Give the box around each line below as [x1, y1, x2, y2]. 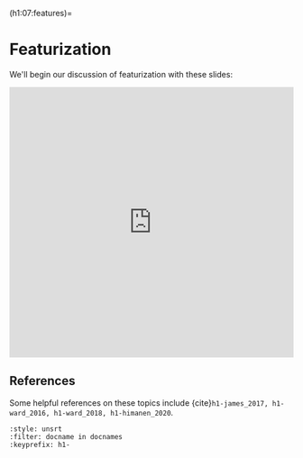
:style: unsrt [9, 424, 63, 434]
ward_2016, [9, 408, 50, 417]
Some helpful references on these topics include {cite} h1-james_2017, [9, 397, 269, 408]
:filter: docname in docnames [9, 432, 124, 441]
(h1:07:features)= [9, 8, 73, 18]
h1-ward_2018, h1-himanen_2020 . [53, 407, 174, 417]
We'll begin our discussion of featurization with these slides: [9, 69, 233, 79]
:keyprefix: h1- [9, 440, 70, 449]
